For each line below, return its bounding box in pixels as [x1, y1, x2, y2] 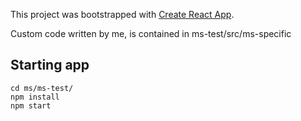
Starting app [10, 57, 90, 74]
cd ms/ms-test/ [10, 83, 74, 93]
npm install [10, 92, 60, 102]
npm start [10, 100, 52, 111]
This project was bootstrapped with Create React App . [10, 9, 235, 20]
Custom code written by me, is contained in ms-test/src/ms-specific [10, 28, 292, 39]
